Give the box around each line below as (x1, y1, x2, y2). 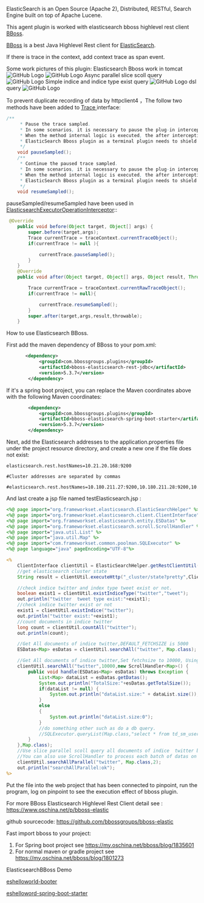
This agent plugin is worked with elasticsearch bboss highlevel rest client (6, 24, 189, 30)
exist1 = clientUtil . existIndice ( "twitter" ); (17, 607, 135, 614)
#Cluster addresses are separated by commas (6, 473, 121, 479)
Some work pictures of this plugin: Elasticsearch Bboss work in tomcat (6, 65, 183, 72)
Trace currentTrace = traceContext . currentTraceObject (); (28, 235, 178, 241)
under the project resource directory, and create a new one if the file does (6, 445, 192, 451)
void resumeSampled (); (17, 189, 75, 195)
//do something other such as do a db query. (38, 725, 156, 731)
